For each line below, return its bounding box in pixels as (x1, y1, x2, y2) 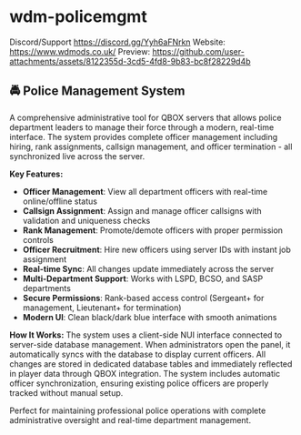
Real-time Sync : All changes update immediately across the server (22, 263, 275, 274)
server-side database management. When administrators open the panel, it (9, 339, 291, 349)
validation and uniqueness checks (22, 215, 151, 226)
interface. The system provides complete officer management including (9, 131, 278, 142)
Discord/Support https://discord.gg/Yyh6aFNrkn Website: (9, 36, 226, 47)
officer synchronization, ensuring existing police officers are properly (9, 378, 269, 389)
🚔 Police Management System (9, 84, 186, 99)
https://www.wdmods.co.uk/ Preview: (9, 46, 151, 56)
